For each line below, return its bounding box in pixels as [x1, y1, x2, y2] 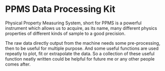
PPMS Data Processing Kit [5, 3, 115, 15]
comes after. [5, 61, 31, 67]
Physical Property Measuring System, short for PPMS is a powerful [5, 20, 142, 26]
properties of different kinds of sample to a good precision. [5, 30, 126, 36]
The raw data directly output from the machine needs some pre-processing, [5, 40, 161, 46]
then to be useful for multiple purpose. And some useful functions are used [5, 45, 159, 51]
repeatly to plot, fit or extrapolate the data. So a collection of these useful [5, 51, 155, 57]
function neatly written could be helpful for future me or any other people [5, 56, 155, 62]
